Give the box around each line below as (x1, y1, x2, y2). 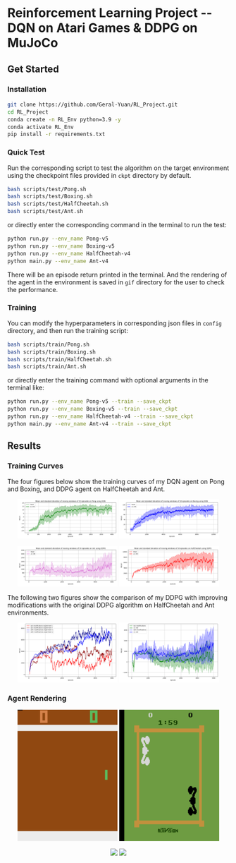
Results (7, 440, 42, 452)
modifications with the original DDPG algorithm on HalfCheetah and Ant (7, 601, 215, 609)
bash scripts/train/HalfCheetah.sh (7, 356, 112, 363)
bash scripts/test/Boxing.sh (7, 193, 93, 200)
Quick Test (7, 147, 45, 157)
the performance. (7, 285, 58, 294)
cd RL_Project (7, 108, 49, 116)
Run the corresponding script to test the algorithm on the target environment (7, 164, 230, 172)
